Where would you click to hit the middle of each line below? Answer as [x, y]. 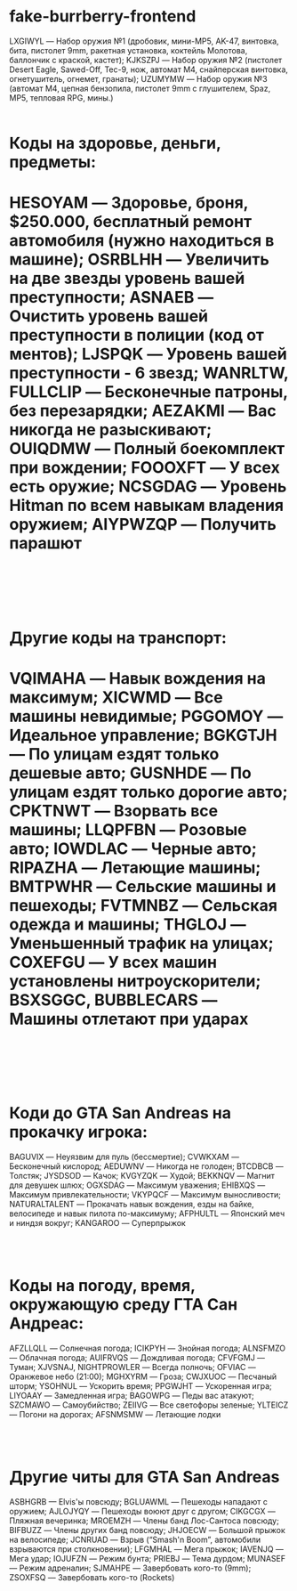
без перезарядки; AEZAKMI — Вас [143, 411]
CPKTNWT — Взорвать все [114, 811]
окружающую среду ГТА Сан [124, 1304]
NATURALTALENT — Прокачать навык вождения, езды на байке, [132, 1204]
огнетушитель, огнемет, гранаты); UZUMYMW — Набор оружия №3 [139, 78]
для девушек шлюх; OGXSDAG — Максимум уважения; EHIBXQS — [137, 1185]
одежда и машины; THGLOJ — [128, 924]
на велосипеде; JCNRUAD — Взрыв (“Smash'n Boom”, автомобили [135, 1539]
